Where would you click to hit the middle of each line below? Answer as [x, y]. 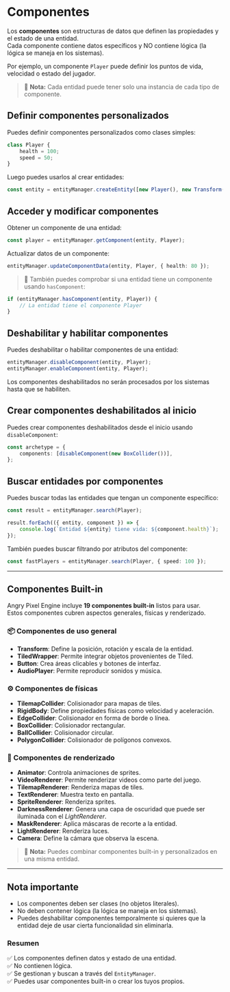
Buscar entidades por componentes [85, 481]
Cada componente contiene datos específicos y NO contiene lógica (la [107, 45]
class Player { [29, 145]
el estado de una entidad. [43, 38]
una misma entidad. [52, 859]
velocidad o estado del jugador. [51, 74]
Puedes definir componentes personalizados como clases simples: [102, 132]
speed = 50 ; [36, 158]
